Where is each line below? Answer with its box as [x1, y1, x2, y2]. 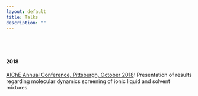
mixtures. [6, 84, 30, 91]
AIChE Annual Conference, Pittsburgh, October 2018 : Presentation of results [6, 71, 192, 78]
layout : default [6, 8, 46, 15]
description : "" [6, 20, 46, 25]
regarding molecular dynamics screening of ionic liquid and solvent [6, 78, 171, 85]
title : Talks [6, 14, 39, 20]
